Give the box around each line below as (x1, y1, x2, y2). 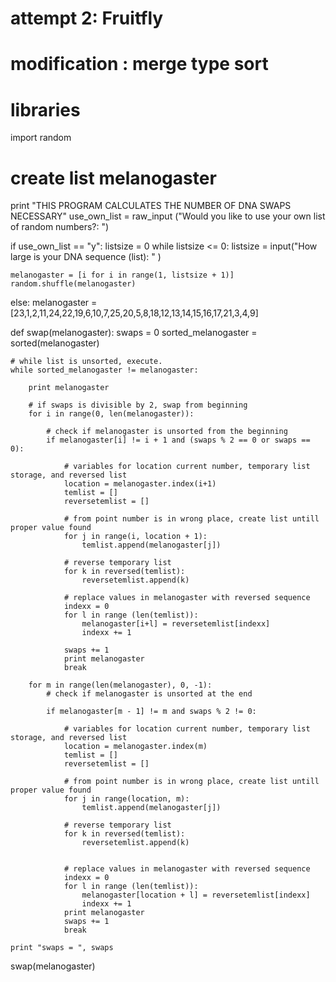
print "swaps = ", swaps (10, 943, 114, 953)
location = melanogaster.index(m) (63, 742, 208, 752)
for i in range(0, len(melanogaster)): (28, 409, 195, 419)
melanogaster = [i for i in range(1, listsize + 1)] (10, 270, 235, 281)
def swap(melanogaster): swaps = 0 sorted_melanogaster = (10, 327, 258, 339)
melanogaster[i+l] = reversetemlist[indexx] (81, 619, 271, 629)
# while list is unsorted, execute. (10, 357, 163, 367)
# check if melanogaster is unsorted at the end (46, 689, 253, 699)
